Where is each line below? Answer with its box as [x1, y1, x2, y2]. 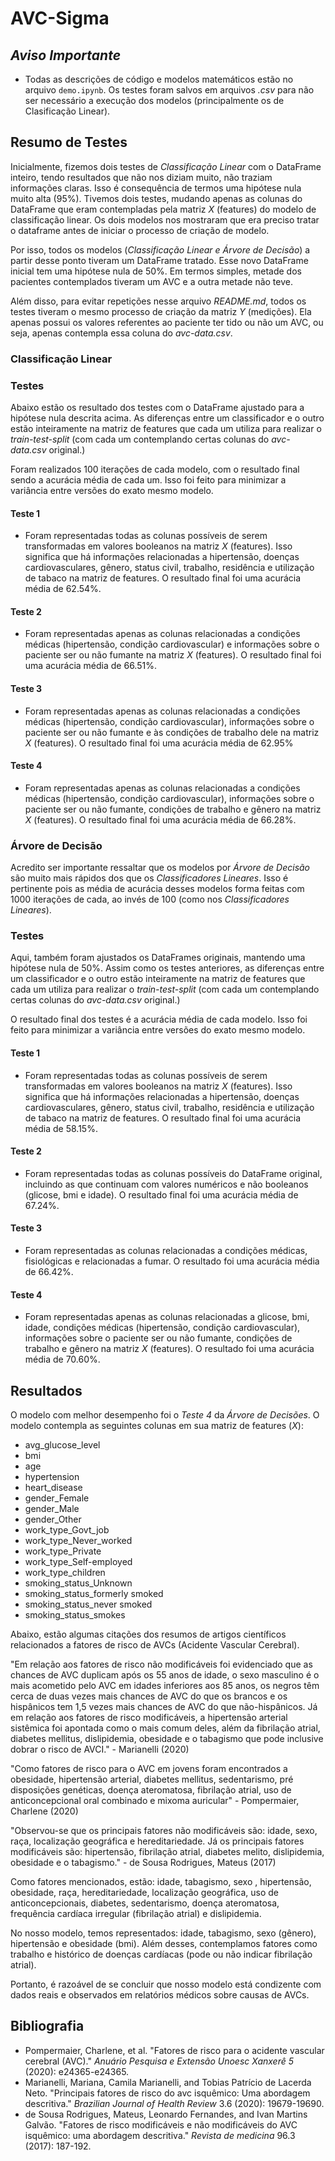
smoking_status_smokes [24, 1609, 126, 1621]
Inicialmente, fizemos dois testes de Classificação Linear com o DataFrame [10, 160, 322, 172]
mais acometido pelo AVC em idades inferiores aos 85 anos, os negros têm [10, 1680, 320, 1692]
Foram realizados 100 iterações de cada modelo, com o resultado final [10, 463, 300, 476]
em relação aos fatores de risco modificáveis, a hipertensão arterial [10, 1712, 288, 1724]
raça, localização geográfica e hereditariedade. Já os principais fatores [10, 1835, 305, 1847]
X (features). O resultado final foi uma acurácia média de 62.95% [24, 737, 294, 749]
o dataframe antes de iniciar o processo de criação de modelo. [10, 224, 270, 236]
